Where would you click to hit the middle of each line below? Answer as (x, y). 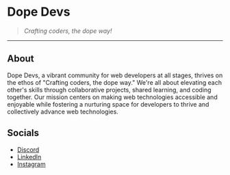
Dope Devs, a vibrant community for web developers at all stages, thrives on (115, 75)
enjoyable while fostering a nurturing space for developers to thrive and (108, 104)
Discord (28, 149)
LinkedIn (29, 157)
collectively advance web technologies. (63, 111)
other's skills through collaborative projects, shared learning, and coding (109, 90)
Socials (23, 133)
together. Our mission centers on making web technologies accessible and (112, 97)
